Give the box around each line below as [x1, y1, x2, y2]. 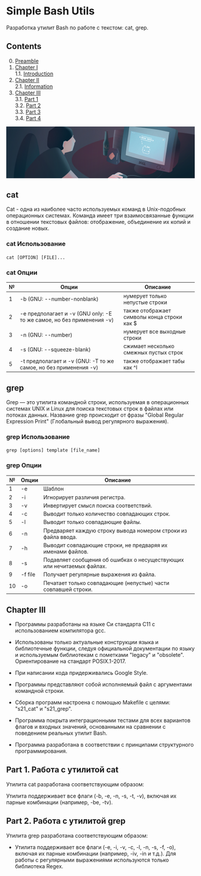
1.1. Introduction [14, 70, 54, 77]
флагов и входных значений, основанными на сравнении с [14, 723, 166, 730]
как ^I [123, 363, 138, 371]
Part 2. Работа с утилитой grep [6, 816, 126, 826]
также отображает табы [123, 357, 185, 365]
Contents [6, 41, 42, 51]
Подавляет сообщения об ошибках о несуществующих [43, 556, 184, 563]
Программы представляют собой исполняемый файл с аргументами [14, 681, 193, 688]
